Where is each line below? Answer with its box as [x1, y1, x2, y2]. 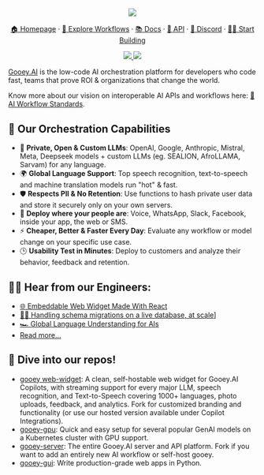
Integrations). [19, 416, 64, 425]
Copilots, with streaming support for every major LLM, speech [19, 383, 221, 392]
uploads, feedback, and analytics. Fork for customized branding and [19, 399, 242, 409]
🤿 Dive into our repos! [8, 353, 117, 367]
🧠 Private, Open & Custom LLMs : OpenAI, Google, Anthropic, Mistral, [19, 143, 245, 153]
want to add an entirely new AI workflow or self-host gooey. [19, 450, 214, 459]
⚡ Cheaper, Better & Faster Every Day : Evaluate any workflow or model [19, 226, 252, 236]
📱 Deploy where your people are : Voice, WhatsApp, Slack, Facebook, [19, 209, 247, 219]
